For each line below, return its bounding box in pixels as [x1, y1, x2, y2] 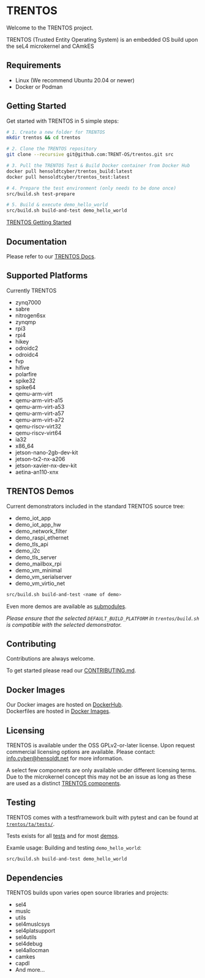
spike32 [15, 377, 35, 384]
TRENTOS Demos [6, 486, 75, 497]
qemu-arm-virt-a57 [15, 409, 64, 417]
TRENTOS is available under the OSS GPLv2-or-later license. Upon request [6, 741, 195, 749]
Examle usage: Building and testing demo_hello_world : [6, 844, 142, 851]
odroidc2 [15, 344, 39, 352]
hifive [15, 363, 29, 371]
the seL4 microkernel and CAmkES [6, 42, 94, 50]
